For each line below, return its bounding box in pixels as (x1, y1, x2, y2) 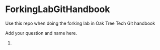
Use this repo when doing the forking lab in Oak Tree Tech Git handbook (5, 20, 155, 26)
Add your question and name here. (5, 30, 77, 36)
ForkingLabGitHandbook (5, 4, 110, 15)
